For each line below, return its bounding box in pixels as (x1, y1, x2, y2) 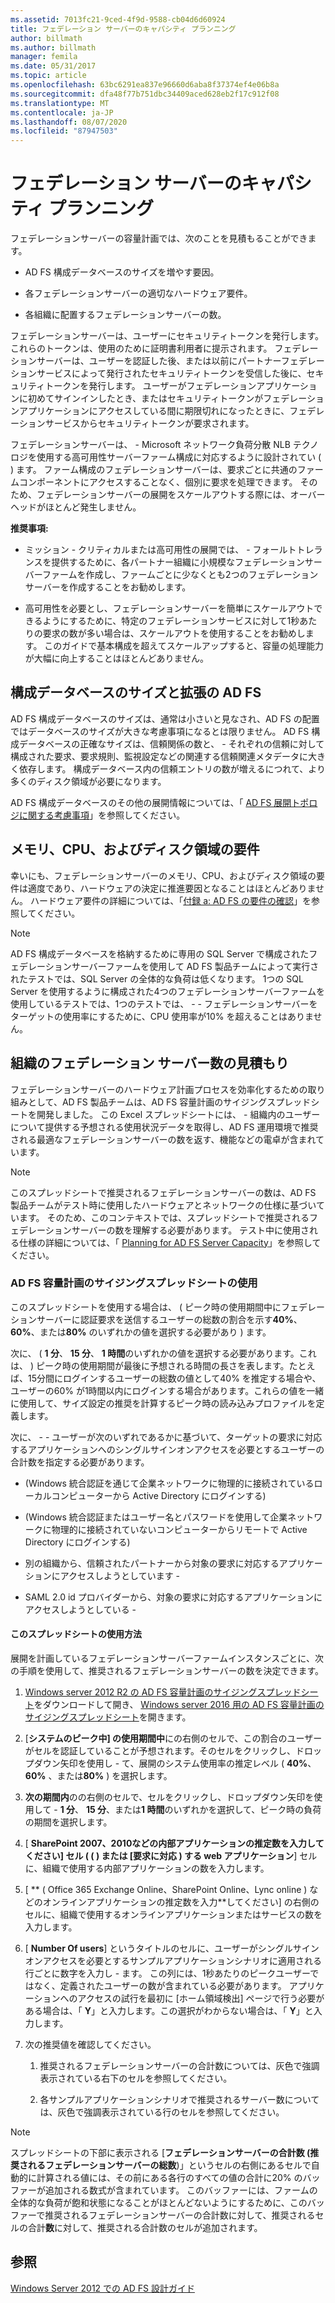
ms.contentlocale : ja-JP (10, 107, 114, 118)
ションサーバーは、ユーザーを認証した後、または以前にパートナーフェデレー (10, 355, 325, 367)
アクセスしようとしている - (24, 1603, 137, 1615)
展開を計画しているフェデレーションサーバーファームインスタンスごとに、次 (10, 1652, 324, 1664)
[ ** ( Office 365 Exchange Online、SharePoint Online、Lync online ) (24, 1884, 308, 1895)
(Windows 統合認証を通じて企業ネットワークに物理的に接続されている (24, 1477, 315, 1489)
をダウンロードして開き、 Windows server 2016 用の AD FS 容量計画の (33, 1699, 325, 1710)
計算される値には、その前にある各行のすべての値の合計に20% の (36, 2172, 303, 2183)
